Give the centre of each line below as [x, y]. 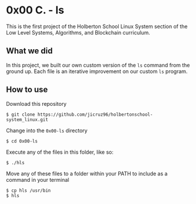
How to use [27, 90]
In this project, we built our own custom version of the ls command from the [98, 65]
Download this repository [36, 103]
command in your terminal [37, 179]
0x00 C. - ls [35, 10]
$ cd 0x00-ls [22, 141]
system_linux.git [27, 120]
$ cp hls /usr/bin [28, 191]
